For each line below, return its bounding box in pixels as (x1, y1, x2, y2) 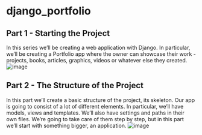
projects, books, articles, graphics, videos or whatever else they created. (6, 57, 188, 64)
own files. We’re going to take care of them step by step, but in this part (6, 115, 184, 122)
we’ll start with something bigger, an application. (6, 122, 127, 129)
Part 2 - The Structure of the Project (6, 80, 144, 91)
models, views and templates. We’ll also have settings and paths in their (6, 109, 185, 116)
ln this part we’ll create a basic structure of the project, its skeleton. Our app (6, 96, 195, 103)
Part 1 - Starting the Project (6, 28, 110, 38)
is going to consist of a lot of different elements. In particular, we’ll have (6, 103, 184, 110)
